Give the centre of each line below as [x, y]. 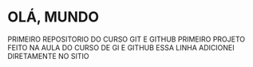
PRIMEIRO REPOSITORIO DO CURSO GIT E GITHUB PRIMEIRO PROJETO [126, 39]
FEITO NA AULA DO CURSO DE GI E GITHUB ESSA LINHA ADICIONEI [121, 47]
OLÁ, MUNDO [53, 17]
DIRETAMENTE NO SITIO [48, 56]
